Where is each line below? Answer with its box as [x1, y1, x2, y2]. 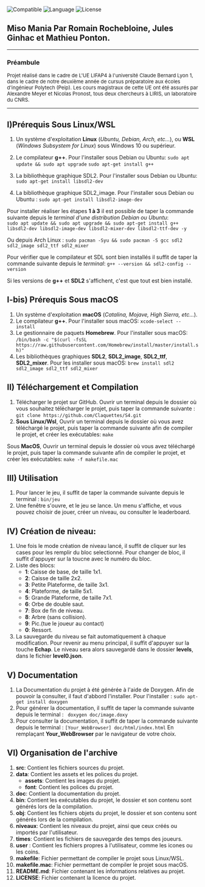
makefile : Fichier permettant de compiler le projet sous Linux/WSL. [15, 854, 184, 861]
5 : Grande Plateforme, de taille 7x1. [24, 594, 113, 601]
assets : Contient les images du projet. [24, 777, 120, 784]
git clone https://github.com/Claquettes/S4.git [15, 412, 142, 418]
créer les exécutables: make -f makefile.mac [7, 455, 119, 463]
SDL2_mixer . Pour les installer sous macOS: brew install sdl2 [15, 359, 175, 366]
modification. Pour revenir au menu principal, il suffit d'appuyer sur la [15, 639, 190, 647]
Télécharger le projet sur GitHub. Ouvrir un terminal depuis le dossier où [15, 398, 197, 405]
